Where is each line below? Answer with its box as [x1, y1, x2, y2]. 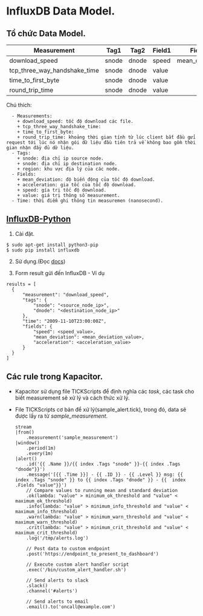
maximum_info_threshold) [14, 508, 78, 514]
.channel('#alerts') [26, 588, 78, 594]
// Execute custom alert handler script [26, 561, 129, 568]
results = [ [6, 281, 36, 287]
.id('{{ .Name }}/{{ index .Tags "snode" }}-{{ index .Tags [26, 461, 181, 467]
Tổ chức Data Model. [6, 28, 86, 39]
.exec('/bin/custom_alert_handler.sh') [26, 566, 127, 572]
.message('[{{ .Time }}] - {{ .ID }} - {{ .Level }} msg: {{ [26, 472, 183, 478]
